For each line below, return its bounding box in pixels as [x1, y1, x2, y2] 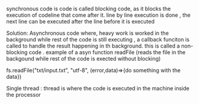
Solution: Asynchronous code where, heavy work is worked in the [6, 29, 170, 37]
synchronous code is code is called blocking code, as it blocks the [6, 5, 171, 12]
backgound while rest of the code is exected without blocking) [6, 55, 161, 62]
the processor [6, 91, 41, 98]
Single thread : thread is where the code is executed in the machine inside [6, 85, 189, 92]
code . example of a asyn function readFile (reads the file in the [29, 49, 186, 56]
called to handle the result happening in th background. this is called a [6, 42, 180, 49]
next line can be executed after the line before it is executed [6, 18, 155, 25]
